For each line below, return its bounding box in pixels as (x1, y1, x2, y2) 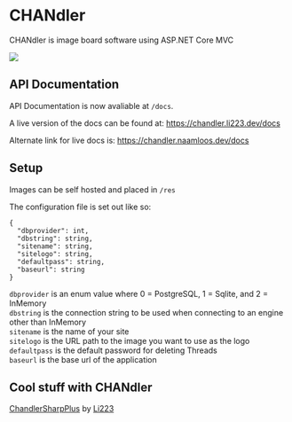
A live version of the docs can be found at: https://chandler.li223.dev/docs (9, 117, 281, 129)
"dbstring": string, (17, 234, 93, 243)
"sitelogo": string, (17, 249, 93, 258)
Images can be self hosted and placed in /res (9, 184, 176, 195)
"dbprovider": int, (17, 226, 90, 235)
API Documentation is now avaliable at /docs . (9, 100, 174, 111)
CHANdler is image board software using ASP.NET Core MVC (9, 35, 234, 45)
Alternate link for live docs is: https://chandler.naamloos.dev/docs (9, 135, 249, 145)
